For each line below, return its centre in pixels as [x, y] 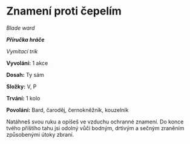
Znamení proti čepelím [64, 11]
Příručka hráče [25, 39]
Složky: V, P [21, 87]
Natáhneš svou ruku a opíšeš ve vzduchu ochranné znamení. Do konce [95, 122]
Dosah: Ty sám [25, 74]
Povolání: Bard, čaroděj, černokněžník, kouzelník [67, 110]
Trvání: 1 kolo [23, 98]
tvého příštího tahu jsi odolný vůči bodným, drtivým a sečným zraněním [95, 128]
